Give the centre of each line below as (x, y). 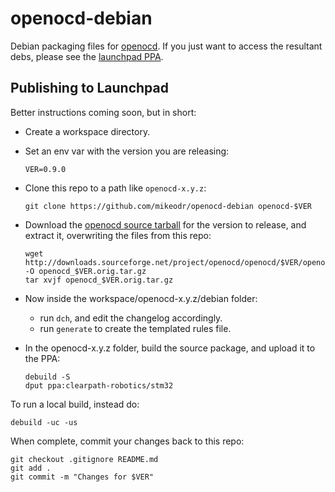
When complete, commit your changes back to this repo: (127, 441)
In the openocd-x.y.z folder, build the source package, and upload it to (170, 348)
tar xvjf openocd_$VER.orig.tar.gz (99, 280)
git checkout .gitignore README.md (84, 459)
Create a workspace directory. (87, 131)
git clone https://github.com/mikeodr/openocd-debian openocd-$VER (168, 206)
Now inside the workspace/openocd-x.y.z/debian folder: (141, 298)
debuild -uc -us (44, 422)
